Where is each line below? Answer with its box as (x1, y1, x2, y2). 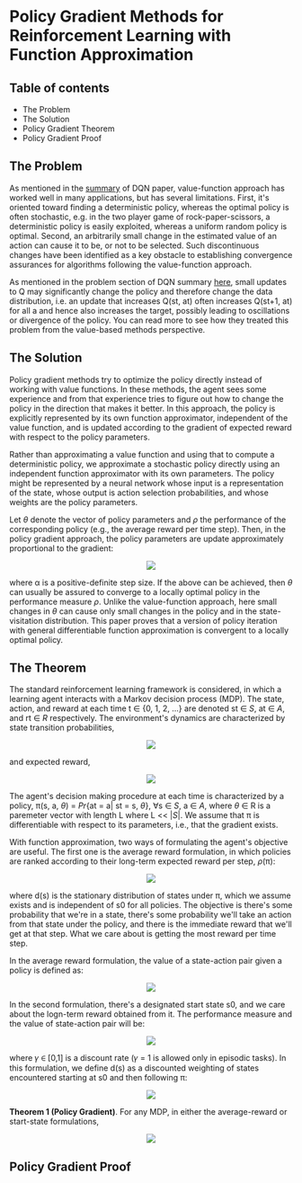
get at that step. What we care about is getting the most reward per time (9, 929, 277, 939)
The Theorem (9, 661, 87, 676)
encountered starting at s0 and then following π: (9, 1072, 188, 1083)
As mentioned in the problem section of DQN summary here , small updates (9, 276, 288, 287)
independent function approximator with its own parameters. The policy (9, 467, 275, 478)
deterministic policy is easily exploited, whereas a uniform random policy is (9, 220, 288, 231)
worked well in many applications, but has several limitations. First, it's (9, 191, 270, 203)
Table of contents (9, 80, 110, 95)
